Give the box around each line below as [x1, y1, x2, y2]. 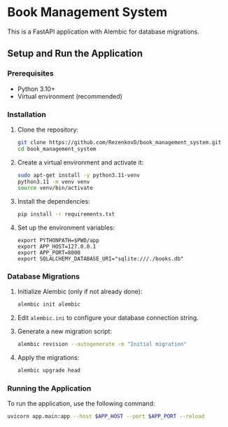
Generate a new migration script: [17, 327, 113, 336]
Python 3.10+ [17, 85, 56, 93]
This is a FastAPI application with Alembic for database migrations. [7, 27, 199, 36]
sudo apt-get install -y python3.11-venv [17, 171, 141, 178]
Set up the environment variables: [17, 223, 115, 232]
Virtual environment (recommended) [17, 92, 122, 100]
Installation [7, 109, 47, 119]
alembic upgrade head [17, 367, 80, 374]
